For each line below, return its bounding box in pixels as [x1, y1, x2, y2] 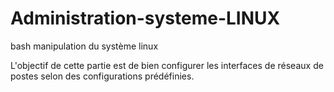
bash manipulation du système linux [10, 40, 159, 52]
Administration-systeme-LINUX [10, 7, 281, 30]
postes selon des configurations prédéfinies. [10, 70, 195, 82]
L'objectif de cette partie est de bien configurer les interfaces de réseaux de [10, 59, 324, 71]
